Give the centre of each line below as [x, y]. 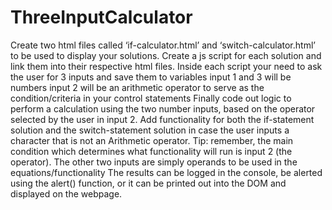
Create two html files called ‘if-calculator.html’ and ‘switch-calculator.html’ [163, 45]
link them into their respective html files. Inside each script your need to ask [166, 66]
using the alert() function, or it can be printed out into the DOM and [148, 183]
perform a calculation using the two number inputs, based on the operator [163, 108]
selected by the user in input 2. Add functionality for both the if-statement [162, 119]
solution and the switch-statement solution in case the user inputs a [150, 130]
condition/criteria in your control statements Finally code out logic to [151, 98]
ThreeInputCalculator [101, 17]
